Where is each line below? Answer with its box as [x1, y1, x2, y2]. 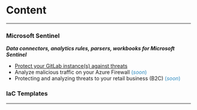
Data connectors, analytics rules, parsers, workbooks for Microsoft [6, 45, 175, 52]
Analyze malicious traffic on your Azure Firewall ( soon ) [14, 68, 147, 76]
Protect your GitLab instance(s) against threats [14, 63, 128, 70]
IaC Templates [6, 90, 48, 98]
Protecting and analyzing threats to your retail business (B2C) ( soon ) [14, 75, 181, 82]
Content [6, 4, 47, 17]
